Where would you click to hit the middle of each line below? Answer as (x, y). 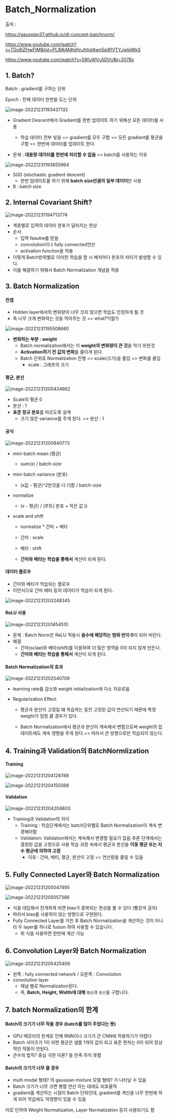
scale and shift (28, 516)
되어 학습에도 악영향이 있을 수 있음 (52, 1099)
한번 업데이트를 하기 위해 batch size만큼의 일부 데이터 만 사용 (81, 181)
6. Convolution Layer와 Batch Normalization (76, 951)
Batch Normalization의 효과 (34, 667)
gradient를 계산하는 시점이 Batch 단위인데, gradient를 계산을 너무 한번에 (85, 1093)
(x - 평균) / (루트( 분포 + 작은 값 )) (54, 505)
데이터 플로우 (18, 572)
